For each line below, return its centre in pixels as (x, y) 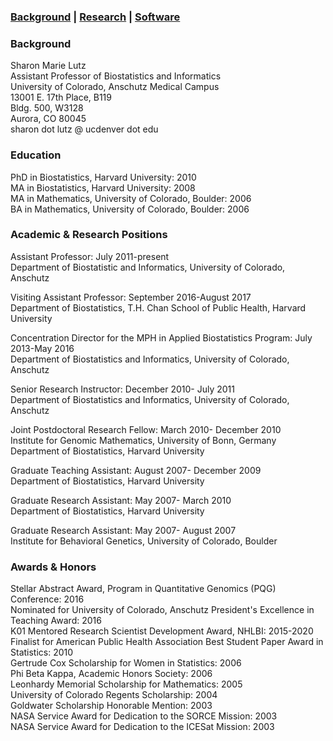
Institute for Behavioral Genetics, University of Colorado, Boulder (144, 541)
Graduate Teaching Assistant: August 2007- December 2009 (136, 470)
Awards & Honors (53, 567)
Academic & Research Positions (89, 235)
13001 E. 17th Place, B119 (61, 97)
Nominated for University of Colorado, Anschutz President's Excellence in (162, 610)
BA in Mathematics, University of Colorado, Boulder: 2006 (130, 209)
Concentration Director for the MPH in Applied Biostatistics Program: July (161, 337)
